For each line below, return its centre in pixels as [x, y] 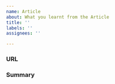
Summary [21, 75]
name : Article [24, 11]
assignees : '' [24, 33]
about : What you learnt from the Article [58, 17]
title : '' [18, 22]
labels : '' [19, 28]
